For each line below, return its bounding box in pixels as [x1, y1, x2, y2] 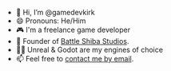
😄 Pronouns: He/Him [15, 16, 86, 26]
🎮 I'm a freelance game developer [15, 25, 130, 34]
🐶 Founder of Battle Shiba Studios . [15, 37, 129, 45]
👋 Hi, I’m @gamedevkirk [15, 8, 96, 17]
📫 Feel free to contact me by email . [15, 54, 134, 63]
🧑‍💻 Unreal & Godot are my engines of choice [15, 45, 164, 54]
